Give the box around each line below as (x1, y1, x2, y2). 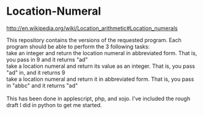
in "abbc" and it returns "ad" (6, 81, 78, 89)
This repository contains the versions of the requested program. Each (6, 36, 182, 43)
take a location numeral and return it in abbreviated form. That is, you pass (6, 75, 194, 83)
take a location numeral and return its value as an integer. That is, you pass (6, 62, 196, 70)
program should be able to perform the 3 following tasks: (6, 43, 150, 50)
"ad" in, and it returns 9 (6, 69, 65, 76)
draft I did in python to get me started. (6, 101, 102, 108)
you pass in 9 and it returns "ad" (6, 56, 88, 63)
